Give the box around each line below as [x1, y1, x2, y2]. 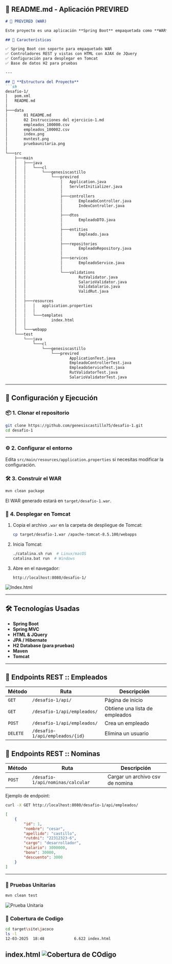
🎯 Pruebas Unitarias [5, 881, 56, 888]
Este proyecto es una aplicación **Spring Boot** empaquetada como [5, 28, 153, 33]
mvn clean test [5, 893, 38, 898]
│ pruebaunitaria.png [5, 141, 66, 147]
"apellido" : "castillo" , [24, 831, 77, 836]
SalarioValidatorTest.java [69, 375, 127, 380]
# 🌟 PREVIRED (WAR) [5, 18, 47, 24]
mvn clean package [5, 488, 45, 494]
